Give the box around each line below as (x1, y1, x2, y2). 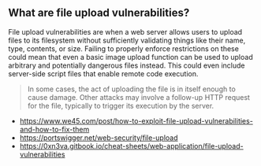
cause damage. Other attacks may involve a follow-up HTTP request (27, 92, 251, 101)
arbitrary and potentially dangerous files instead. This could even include (8, 61, 245, 70)
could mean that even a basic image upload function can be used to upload (8, 52, 254, 61)
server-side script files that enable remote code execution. (8, 68, 199, 78)
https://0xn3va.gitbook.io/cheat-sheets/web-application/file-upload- (19, 141, 244, 150)
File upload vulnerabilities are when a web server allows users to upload (8, 27, 243, 36)
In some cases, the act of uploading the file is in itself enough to (27, 84, 237, 94)
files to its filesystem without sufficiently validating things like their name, (8, 35, 246, 45)
